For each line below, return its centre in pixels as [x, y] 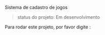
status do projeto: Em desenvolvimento [59, 17]
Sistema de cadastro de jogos [36, 7]
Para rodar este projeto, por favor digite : [48, 27]
